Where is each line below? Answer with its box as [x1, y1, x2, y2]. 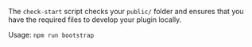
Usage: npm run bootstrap [8, 31, 95, 39]
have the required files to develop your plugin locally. [8, 15, 182, 24]
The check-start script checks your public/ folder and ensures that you [8, 7, 244, 16]
